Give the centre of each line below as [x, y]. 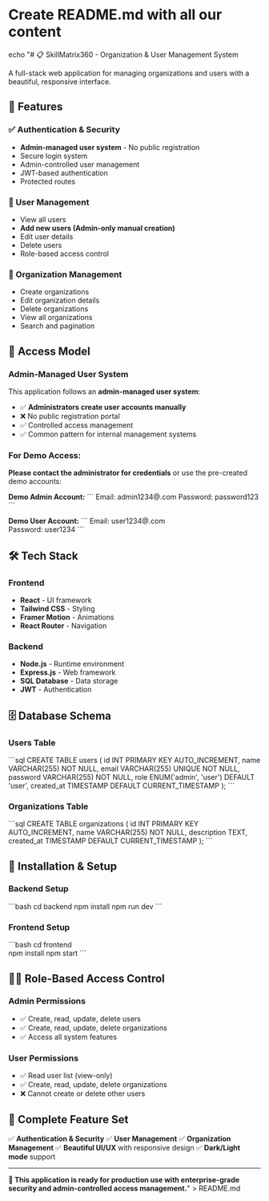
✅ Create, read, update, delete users [80, 1018]
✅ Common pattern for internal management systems [108, 434]
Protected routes [48, 181]
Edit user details [46, 236]
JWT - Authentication [56, 690]
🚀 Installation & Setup [63, 866]
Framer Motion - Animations [67, 617]
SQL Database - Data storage [69, 681]
